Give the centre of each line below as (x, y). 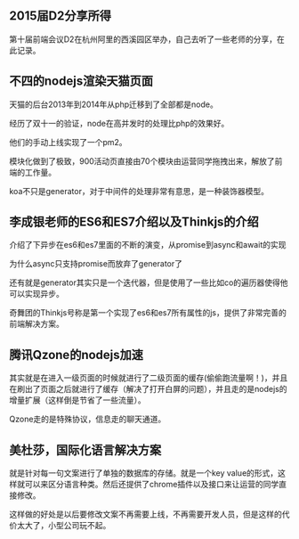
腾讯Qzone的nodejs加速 (77, 355)
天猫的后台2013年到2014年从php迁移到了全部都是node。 (113, 104)
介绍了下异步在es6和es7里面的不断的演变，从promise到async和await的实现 (148, 245)
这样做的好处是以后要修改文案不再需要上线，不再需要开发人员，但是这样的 (145, 514)
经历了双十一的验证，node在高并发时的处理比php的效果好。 (119, 123)
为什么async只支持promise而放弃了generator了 (96, 264)
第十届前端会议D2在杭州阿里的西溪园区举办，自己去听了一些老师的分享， (143, 39)
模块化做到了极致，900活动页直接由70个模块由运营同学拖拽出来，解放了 (142, 161)
